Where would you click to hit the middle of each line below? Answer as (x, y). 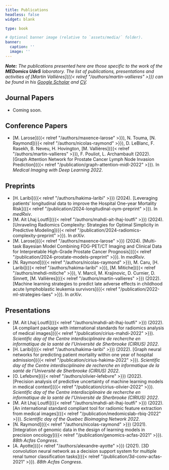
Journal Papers (30, 98)
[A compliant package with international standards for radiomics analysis (88, 328)
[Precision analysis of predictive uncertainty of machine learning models (88, 381)
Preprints (20, 186)
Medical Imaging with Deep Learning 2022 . (58, 170)
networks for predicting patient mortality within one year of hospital (83, 355)
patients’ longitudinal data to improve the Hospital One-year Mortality (84, 203)
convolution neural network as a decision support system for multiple (84, 451)
